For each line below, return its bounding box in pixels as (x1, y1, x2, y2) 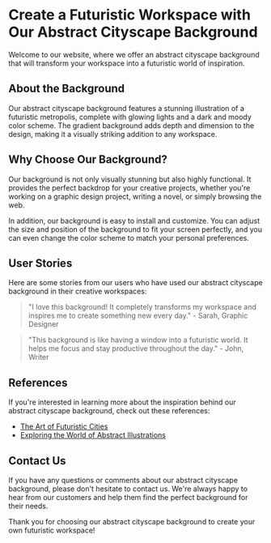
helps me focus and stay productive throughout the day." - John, (28, 344, 244, 353)
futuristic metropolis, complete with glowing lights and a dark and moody (8, 112, 252, 122)
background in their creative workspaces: (8, 286, 147, 297)
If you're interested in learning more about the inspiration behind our (8, 397, 236, 407)
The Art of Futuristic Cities (19, 421, 108, 431)
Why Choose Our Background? (8, 152, 167, 167)
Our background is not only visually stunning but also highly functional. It (8, 174, 252, 184)
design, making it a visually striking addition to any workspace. (8, 129, 218, 139)
